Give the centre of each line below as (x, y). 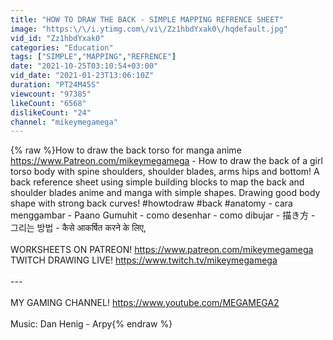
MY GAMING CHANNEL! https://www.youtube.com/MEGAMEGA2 (145, 303)
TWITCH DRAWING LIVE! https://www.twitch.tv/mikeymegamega (144, 260)
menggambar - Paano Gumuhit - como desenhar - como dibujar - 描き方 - (163, 215)
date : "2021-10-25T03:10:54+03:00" (84, 66)
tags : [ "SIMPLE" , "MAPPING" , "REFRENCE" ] (93, 57)
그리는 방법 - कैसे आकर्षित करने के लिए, (78, 228)
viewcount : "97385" (51, 94)
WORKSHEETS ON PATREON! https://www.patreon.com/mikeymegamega (162, 250)
